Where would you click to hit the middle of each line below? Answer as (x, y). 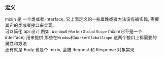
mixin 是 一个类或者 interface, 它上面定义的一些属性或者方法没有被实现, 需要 (82, 19)
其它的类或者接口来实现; (30, 25)
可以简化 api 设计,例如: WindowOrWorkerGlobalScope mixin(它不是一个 (74, 31)
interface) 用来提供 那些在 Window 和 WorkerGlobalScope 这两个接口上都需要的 (81, 38)
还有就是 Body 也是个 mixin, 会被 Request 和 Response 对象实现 (70, 50)
